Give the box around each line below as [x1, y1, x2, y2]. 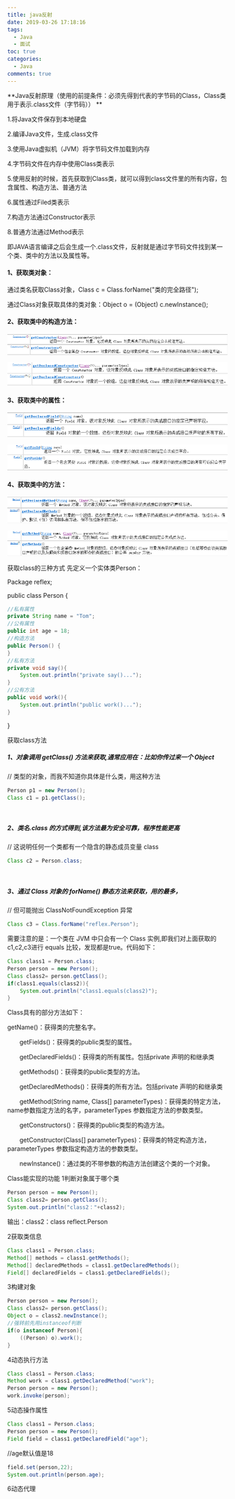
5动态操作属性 [7, 1406, 48, 1414]
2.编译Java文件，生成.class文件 [7, 129, 99, 138]
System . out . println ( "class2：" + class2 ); [7, 1204, 126, 1211]
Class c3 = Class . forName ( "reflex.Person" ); [7, 921, 139, 928]
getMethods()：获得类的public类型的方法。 [19, 1068, 144, 1076]
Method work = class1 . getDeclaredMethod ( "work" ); [7, 1377, 155, 1384]
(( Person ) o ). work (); [20, 1334, 83, 1342]
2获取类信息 [7, 1232, 42, 1240]
